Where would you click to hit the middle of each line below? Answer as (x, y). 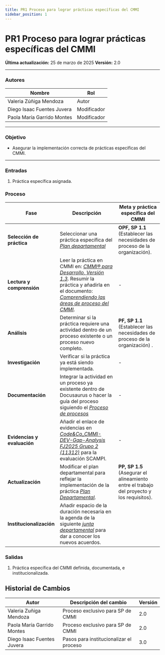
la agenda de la (77, 517)
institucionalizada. (30, 573)
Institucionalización (31, 524)
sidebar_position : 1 (26, 14)
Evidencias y (23, 437)
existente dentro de (82, 389)
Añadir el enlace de (82, 421)
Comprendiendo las (82, 297)
